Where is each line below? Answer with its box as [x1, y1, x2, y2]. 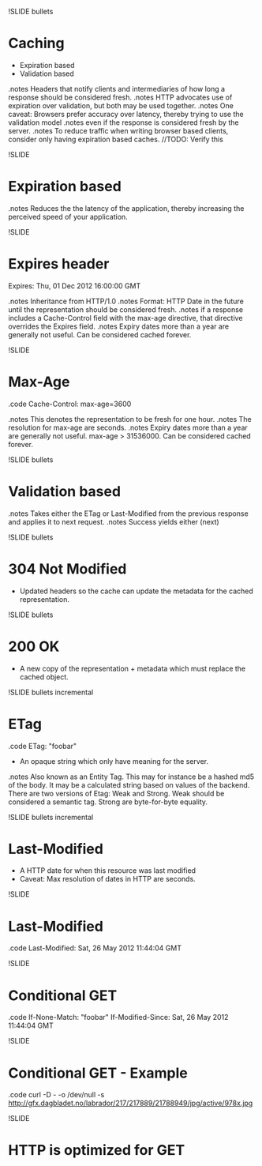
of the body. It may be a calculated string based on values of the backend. [8, 780, 250, 789]
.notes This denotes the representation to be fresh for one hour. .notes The [8, 414, 252, 423]
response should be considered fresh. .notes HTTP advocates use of [8, 92, 233, 102]
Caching [8, 35, 65, 52]
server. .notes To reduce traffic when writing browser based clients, [8, 126, 229, 135]
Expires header [8, 255, 110, 273]
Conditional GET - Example [8, 1064, 188, 1081]
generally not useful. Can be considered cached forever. [8, 329, 192, 339]
